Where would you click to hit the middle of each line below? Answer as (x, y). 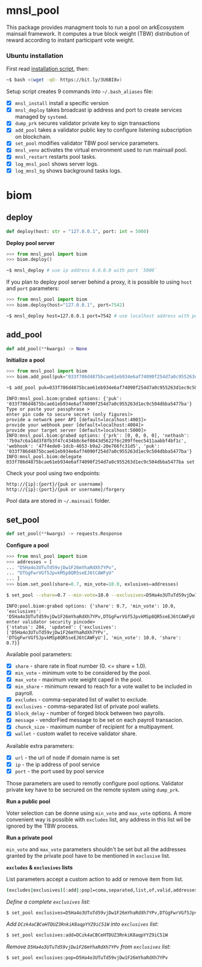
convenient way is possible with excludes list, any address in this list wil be (99, 819)
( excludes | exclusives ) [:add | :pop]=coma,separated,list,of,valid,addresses (102, 890)
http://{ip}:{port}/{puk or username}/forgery (66, 490)
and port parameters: (33, 289)
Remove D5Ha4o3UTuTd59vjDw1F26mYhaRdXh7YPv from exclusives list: (89, 947)
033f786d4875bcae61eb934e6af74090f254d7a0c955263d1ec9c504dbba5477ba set (101, 462)
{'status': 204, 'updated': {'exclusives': (62, 627)
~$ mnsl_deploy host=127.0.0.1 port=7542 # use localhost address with (98, 316)
